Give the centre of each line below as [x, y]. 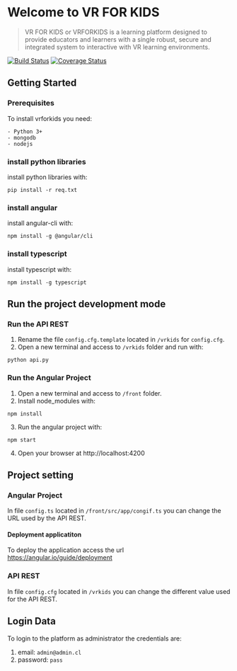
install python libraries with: [47, 177]
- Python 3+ [25, 132]
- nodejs [20, 144]
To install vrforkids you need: [50, 118]
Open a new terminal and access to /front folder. [89, 393]
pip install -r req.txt [42, 190]
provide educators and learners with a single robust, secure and [118, 39]
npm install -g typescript [47, 282]
